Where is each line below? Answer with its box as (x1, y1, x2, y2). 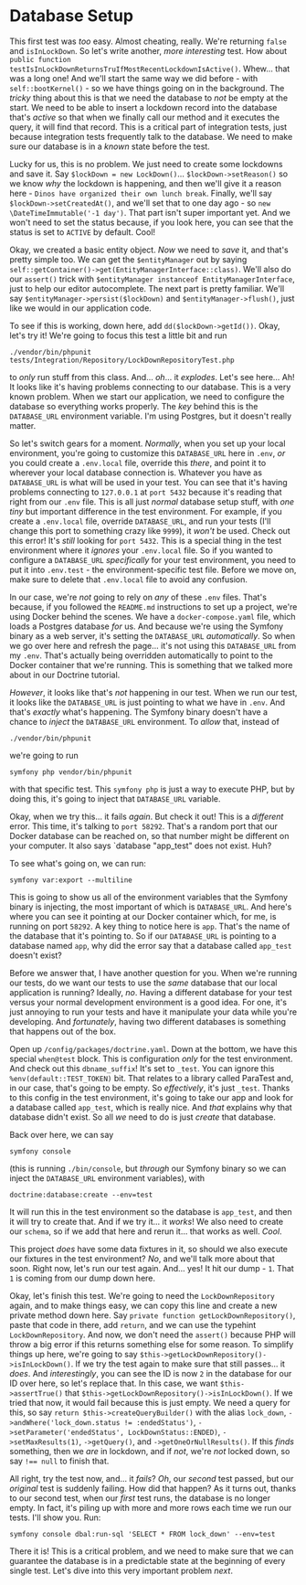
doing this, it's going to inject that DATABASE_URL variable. (9, 792, 221, 804)
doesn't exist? (9, 950, 62, 961)
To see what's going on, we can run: (9, 857, 146, 868)
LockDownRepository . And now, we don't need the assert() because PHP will (9, 1329, 296, 1340)
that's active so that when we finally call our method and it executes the (9, 112, 280, 122)
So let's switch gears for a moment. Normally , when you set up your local (9, 438, 286, 449)
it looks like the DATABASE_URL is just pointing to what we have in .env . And (9, 697, 286, 707)
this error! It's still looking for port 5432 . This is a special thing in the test (9, 535, 282, 546)
